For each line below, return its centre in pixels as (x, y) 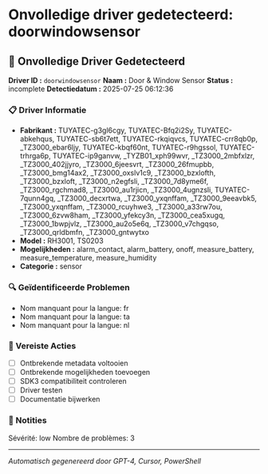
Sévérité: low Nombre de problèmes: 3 (72, 438)
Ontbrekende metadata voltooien (74, 363)
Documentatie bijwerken (60, 399)
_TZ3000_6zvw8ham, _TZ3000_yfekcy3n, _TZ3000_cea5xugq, (122, 215)
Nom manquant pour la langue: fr (74, 308)
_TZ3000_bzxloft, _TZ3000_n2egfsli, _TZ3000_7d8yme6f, (114, 181)
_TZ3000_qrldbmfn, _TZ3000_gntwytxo (85, 233)
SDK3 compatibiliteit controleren (73, 381)
